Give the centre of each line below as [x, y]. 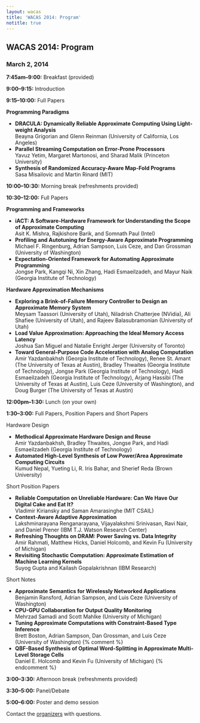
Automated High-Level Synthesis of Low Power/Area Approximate [99, 456]
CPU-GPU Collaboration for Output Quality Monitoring [83, 610]
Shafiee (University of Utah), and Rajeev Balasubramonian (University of [104, 320]
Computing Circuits [39, 462]
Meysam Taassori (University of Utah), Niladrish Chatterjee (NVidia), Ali [103, 314]
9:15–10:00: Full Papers [36, 101]
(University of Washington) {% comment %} [69, 642]
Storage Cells [47, 655]
